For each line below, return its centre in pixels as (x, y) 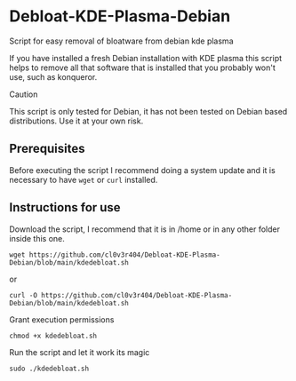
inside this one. (37, 238)
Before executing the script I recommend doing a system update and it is (142, 170)
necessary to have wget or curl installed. (84, 179)
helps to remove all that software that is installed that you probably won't (142, 67)
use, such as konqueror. (53, 76)
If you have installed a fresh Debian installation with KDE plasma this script (146, 58)
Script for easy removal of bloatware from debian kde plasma (121, 41)
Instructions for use (65, 207)
